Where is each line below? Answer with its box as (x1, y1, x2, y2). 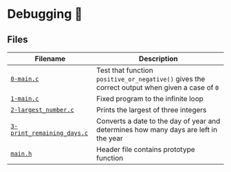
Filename (34, 54, 66, 63)
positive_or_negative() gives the (96, 74, 206, 83)
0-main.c (10, 75, 39, 83)
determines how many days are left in (96, 125, 218, 134)
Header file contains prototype (96, 144, 195, 154)
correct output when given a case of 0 (96, 83, 219, 92)
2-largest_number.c (10, 106, 74, 114)
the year (96, 133, 124, 143)
